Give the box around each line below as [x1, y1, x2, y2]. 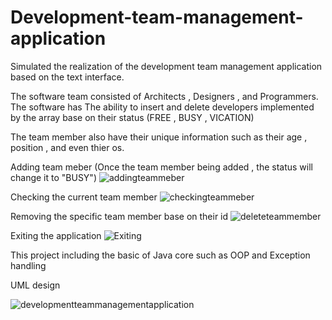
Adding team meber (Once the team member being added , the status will [10, 161, 313, 173]
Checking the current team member [10, 191, 158, 203]
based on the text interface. [10, 71, 125, 83]
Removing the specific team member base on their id [10, 210, 229, 222]
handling [10, 259, 47, 271]
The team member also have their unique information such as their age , [10, 131, 308, 143]
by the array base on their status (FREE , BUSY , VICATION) [10, 111, 255, 123]
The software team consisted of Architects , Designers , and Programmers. [10, 90, 319, 102]
